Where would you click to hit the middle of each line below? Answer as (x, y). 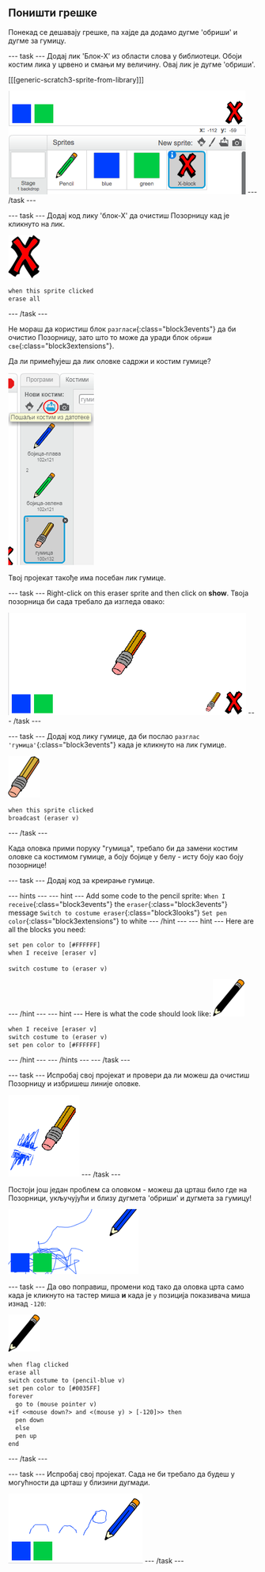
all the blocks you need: (47, 929)
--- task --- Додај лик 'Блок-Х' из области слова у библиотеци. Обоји (125, 55)
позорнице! (28, 865)
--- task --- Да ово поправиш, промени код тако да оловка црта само (126, 1287)
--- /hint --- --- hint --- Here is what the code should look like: (110, 1013)
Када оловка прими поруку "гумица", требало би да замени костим (123, 848)
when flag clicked (38, 1364)
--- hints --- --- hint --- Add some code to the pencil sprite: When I (117, 896)
